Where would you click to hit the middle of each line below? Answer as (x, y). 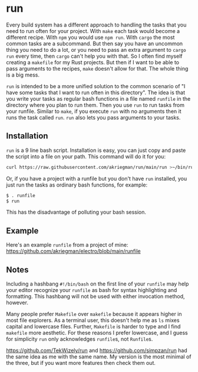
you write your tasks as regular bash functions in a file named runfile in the (98, 98)
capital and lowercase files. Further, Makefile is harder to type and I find (93, 326)
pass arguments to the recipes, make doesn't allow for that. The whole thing (97, 68)
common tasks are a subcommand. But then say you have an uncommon (95, 44)
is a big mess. (23, 75)
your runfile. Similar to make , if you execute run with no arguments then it (94, 111)
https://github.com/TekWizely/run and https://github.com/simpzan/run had (97, 350)
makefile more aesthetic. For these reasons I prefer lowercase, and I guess (97, 333)
